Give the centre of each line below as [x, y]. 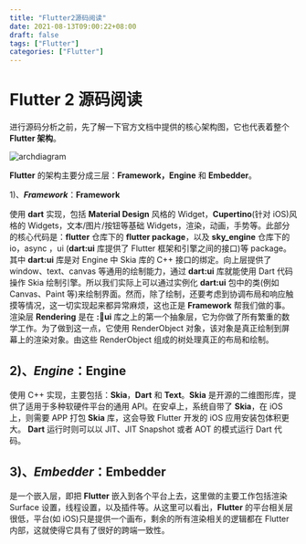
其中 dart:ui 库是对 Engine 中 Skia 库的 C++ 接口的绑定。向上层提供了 [141, 260]
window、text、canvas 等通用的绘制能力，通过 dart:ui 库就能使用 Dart [142, 271]
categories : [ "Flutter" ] [57, 52]
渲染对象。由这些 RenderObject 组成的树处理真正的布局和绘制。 [153, 340]
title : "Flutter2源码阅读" [58, 18]
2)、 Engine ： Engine [68, 371]
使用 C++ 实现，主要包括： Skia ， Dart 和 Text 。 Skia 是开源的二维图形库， [149, 394]
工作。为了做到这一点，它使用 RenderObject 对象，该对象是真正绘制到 [149, 329]
